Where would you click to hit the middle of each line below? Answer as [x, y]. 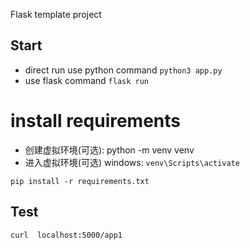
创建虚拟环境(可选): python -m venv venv [109, 150]
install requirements [96, 121]
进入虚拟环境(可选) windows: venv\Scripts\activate [132, 162]
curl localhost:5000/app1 [66, 235]
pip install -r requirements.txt [80, 181]
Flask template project [56, 14]
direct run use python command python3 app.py [123, 70]
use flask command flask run [87, 80]
